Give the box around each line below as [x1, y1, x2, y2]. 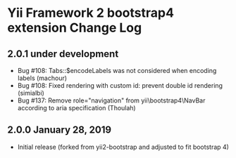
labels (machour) [17, 74, 68, 82]
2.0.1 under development [7, 48, 119, 60]
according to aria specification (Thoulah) [17, 104, 136, 112]
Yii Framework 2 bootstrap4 [7, 5, 175, 21]
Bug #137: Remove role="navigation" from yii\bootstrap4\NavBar [17, 96, 206, 105]
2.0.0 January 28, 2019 [7, 124, 111, 136]
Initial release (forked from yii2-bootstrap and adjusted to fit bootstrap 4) [17, 143, 229, 151]
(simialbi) [17, 89, 44, 97]
